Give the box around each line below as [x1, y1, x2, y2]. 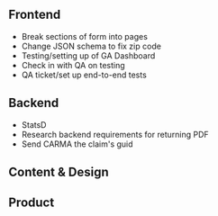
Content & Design [8, 165, 109, 180]
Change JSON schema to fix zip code [21, 40, 161, 51]
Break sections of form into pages [21, 31, 148, 41]
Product [8, 195, 55, 211]
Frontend [8, 7, 61, 22]
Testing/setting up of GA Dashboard [21, 49, 156, 61]
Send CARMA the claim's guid [21, 139, 133, 149]
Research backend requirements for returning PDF [21, 129, 209, 139]
